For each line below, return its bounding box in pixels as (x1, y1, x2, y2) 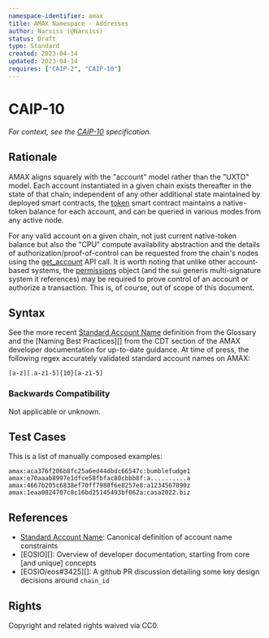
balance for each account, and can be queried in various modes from (28, 206, 262, 216)
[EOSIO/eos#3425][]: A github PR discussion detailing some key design (20, 566, 260, 577)
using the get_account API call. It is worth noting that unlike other (8, 257, 227, 267)
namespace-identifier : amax (8, 11, 104, 20)
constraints (20, 541, 59, 551)
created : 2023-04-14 (8, 50, 79, 58)
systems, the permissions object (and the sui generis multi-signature (31, 265, 262, 275)
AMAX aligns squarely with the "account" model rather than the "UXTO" (8, 171, 249, 181)
